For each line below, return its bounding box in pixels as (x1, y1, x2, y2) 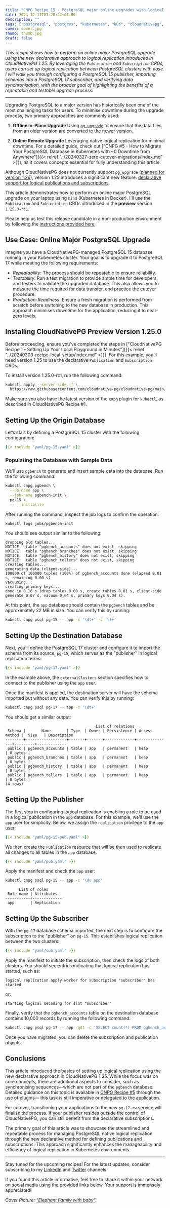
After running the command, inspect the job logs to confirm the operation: (5, 511, 159, 517)
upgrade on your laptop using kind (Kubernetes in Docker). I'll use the (5, 195, 151, 201)
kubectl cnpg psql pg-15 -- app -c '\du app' (5, 878, 103, 883)
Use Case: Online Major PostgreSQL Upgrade (5, 236, 151, 244)
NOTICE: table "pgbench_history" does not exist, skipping (5, 553, 135, 558)
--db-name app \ (10, 488, 44, 493)
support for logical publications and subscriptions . (5, 179, 110, 185)
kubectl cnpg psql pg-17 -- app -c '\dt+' (5, 705, 96, 710)
